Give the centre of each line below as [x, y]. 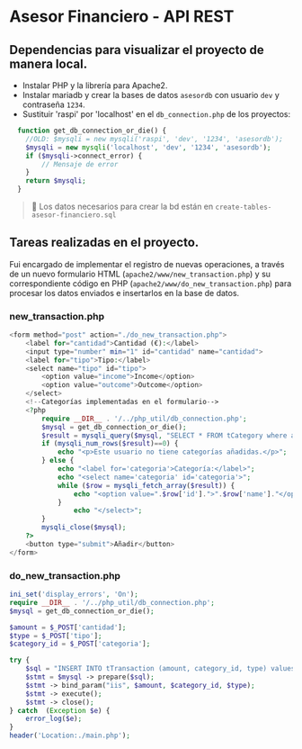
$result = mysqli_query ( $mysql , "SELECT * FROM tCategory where [164, 435]
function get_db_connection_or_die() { [92, 131]
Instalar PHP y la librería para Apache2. [95, 86]
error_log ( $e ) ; [54, 719]
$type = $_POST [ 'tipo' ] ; [56, 636]
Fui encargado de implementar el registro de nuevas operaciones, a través [147, 264]
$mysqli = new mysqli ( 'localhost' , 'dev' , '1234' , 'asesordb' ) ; [148, 147]
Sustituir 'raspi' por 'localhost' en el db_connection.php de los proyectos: [156, 114]
